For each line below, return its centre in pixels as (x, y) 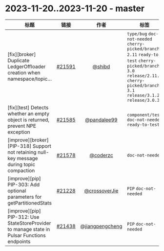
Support (42, 146)
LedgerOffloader (27, 67)
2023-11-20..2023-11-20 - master (75, 9)
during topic (21, 164)
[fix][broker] (22, 54)
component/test (144, 115)
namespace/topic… (30, 79)
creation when (24, 72)
